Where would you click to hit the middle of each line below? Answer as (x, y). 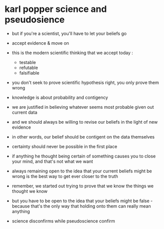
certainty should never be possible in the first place (64, 146)
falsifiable (29, 73)
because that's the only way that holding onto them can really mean (81, 206)
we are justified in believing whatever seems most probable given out (83, 107)
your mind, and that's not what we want (52, 161)
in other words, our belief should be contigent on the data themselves (83, 137)
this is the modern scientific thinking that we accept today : (72, 53)
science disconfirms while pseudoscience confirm (63, 221)
